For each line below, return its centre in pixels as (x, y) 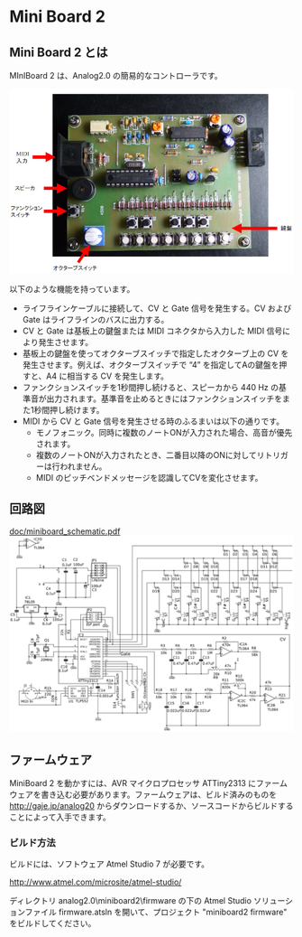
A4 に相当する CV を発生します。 (108, 376)
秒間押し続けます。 (69, 409)
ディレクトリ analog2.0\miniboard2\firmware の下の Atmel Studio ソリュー (147, 901)
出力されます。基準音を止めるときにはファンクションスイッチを (165, 398)
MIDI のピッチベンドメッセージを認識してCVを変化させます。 (149, 477)
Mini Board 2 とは (59, 52)
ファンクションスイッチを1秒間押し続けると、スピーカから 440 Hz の (151, 387)
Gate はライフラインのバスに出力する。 (96, 319)
